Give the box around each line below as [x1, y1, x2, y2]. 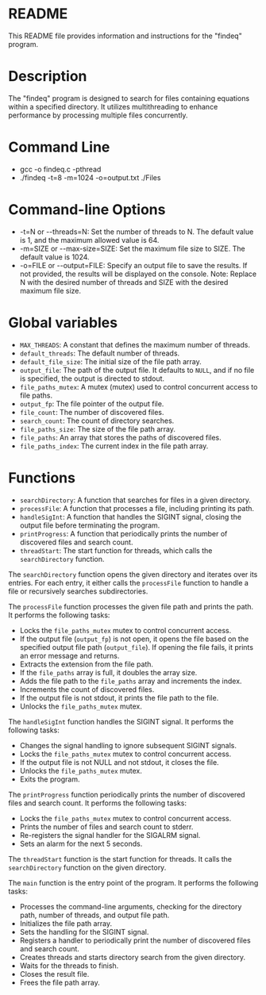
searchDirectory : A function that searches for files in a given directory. [19, 495, 252, 505]
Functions [8, 469, 75, 486]
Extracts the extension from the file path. [19, 659, 153, 669]
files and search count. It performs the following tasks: [8, 798, 187, 808]
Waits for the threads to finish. [19, 961, 119, 970]
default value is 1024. [19, 252, 90, 262]
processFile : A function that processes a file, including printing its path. [19, 503, 255, 513]
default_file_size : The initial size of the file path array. [19, 356, 202, 366]
